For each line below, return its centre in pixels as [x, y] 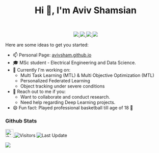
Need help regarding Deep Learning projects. [68, 102]
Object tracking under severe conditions [62, 86]
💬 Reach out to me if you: [39, 91]
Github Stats [21, 120]
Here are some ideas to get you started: [47, 45]
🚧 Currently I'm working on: [42, 70]
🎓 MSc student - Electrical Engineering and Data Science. [74, 63]
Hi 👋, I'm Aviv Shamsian [86, 10]
